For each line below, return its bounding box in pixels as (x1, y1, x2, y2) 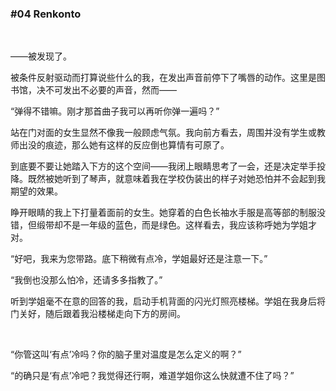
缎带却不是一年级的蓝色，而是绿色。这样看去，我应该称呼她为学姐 (36, 219, 308, 231)
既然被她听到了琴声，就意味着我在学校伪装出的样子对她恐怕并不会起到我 (27, 173, 326, 185)
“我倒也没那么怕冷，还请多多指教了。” (10, 274, 163, 286)
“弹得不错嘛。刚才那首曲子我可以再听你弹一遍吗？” (10, 105, 220, 117)
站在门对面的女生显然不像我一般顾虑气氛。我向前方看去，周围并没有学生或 (10, 127, 317, 139)
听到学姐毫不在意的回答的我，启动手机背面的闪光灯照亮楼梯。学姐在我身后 (10, 295, 317, 307)
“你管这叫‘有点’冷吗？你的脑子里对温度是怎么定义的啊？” (10, 348, 242, 361)
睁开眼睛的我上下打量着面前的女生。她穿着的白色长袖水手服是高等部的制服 (10, 207, 317, 219)
